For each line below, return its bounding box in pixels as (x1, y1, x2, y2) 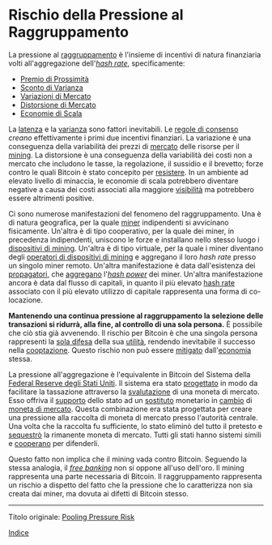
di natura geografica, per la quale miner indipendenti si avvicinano (8, 217, 229, 227)
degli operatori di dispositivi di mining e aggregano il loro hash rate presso (8, 251, 257, 261)
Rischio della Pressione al (8, 6, 184, 24)
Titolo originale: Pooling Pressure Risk (8, 512, 135, 521)
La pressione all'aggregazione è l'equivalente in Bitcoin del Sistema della (8, 369, 251, 379)
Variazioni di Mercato (19, 91, 91, 101)
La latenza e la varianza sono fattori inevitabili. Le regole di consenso (8, 124, 239, 134)
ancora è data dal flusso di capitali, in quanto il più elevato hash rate (8, 277, 236, 287)
